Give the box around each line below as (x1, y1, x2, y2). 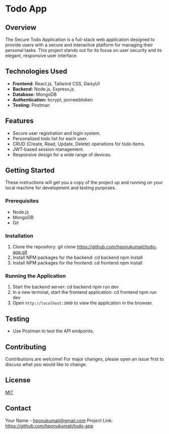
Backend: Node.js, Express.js (12, 86, 74, 92)
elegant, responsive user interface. (5, 52, 78, 59)
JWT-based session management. (12, 146, 84, 152)
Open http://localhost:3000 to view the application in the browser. (12, 300, 153, 306)
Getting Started (5, 166, 55, 175)
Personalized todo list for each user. (12, 135, 88, 141)
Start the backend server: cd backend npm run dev (12, 284, 119, 290)
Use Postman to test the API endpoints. (12, 328, 94, 334)
